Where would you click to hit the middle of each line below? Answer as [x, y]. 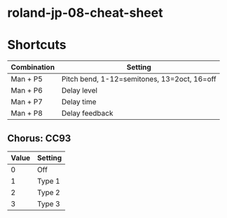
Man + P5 [27, 79]
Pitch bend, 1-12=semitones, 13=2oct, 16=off [139, 79]
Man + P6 [27, 90]
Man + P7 [27, 102]
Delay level [80, 90]
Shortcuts [37, 45]
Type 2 [49, 192]
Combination [33, 67]
